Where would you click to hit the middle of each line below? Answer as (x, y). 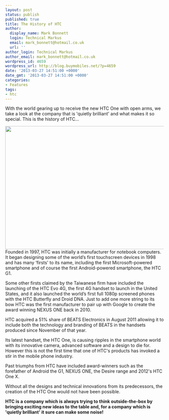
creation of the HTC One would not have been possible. (63, 392)
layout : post (19, 10)
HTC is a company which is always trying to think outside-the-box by (79, 401)
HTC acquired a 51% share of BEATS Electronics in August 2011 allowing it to (84, 320)
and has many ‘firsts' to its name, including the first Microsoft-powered (79, 263)
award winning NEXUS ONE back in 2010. (48, 310)
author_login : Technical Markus (39, 52)
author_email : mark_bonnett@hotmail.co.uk (50, 57)
